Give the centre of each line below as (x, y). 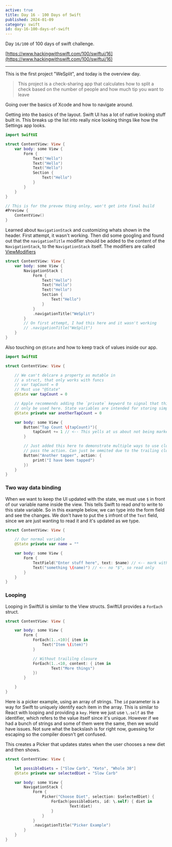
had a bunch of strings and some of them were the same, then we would (82, 723)
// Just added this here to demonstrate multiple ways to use (91, 446)
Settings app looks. (26, 126)
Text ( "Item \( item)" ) (65, 645)
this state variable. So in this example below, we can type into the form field (85, 510)
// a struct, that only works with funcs (59, 380)
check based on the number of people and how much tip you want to (91, 89)
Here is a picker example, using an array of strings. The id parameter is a (82, 701)
